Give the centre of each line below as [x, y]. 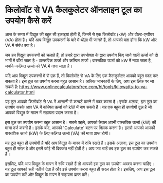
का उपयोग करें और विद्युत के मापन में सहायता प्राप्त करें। [47, 174]
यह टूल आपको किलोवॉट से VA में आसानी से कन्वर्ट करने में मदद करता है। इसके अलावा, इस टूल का [81, 101]
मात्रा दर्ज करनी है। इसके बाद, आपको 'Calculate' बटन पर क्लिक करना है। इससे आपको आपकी [80, 128]
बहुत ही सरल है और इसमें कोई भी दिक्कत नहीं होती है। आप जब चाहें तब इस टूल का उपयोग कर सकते [82, 148]
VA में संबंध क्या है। [20, 45]
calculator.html [20, 92]
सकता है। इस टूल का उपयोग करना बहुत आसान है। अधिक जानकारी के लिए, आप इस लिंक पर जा [80, 81]
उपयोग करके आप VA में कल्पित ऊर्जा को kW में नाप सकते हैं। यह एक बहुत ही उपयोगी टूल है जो [79, 107]
